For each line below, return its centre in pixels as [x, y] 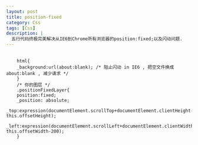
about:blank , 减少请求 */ [37, 74]
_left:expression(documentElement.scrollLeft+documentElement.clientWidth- [101, 126]
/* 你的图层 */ [34, 85]
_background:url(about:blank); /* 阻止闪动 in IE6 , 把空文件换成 [95, 67]
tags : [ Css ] [21, 28]
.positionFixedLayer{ [43, 90]
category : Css [24, 22]
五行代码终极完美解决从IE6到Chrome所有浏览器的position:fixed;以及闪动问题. [97, 39]
